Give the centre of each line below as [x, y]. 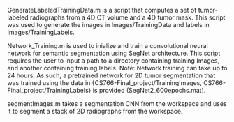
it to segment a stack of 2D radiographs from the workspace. [95, 111]
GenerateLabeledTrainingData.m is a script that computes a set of [102, 10]
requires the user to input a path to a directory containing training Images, [114, 61]
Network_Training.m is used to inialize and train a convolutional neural [108, 46]
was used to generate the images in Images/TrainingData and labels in [108, 25]
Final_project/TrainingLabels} [49, 90]
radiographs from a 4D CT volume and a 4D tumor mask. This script [128, 17]
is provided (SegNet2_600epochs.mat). [149, 90]
